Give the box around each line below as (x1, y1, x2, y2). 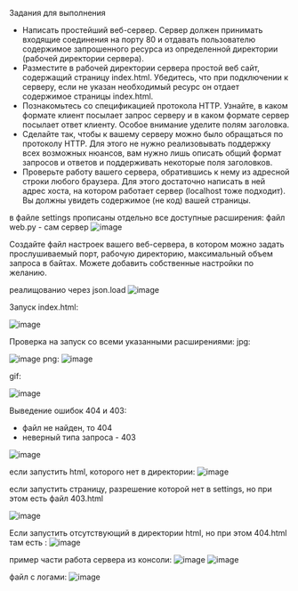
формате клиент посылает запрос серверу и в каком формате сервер (21, 110, 290, 120)
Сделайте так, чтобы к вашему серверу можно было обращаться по (21, 129, 284, 139)
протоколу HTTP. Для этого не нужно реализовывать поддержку (21, 138, 271, 149)
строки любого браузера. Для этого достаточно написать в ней (21, 176, 266, 186)
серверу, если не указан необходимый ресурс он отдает (21, 82, 240, 92)
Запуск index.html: (9, 302, 78, 312)
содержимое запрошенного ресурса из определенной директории (21, 44, 278, 54)
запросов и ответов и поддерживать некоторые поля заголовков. (21, 158, 273, 167)
